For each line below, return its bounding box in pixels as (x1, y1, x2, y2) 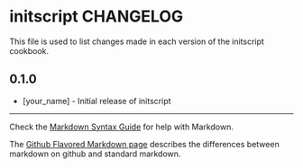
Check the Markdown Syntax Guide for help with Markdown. (9, 121, 234, 132)
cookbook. (9, 45, 50, 56)
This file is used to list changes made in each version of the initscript (9, 36, 264, 47)
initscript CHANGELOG (9, 6, 183, 27)
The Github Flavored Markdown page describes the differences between (9, 138, 280, 149)
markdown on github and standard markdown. (9, 148, 181, 159)
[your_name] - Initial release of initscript (22, 95, 171, 106)
